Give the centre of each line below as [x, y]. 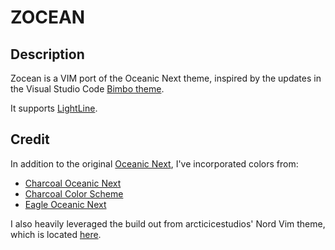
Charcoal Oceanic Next [73, 183]
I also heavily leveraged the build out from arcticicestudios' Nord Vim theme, [168, 223]
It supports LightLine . [54, 108]
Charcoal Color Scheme [74, 193]
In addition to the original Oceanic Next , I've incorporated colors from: [154, 163]
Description [47, 54]
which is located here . [56, 234]
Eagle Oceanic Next [65, 204]
